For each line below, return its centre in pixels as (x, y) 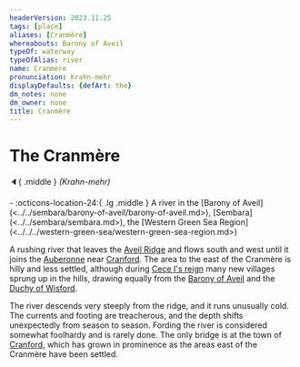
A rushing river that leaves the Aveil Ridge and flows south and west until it (149, 250)
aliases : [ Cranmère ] (49, 35)
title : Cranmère (40, 111)
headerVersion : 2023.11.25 (60, 18)
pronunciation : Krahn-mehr (60, 77)
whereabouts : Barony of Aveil (67, 43)
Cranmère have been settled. (64, 354)
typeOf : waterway (42, 52)
